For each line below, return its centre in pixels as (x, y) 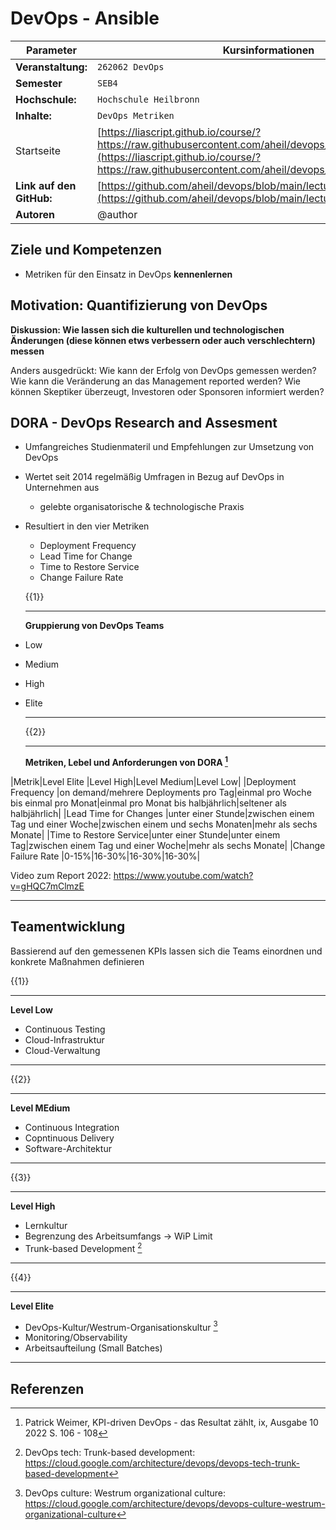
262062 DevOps (131, 66)
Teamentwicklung (68, 927)
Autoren (35, 214)
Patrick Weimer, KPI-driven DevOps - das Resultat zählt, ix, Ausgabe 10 (171, 1422)
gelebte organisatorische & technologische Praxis (142, 507)
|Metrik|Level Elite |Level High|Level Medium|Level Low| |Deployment (153, 782)
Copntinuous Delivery (69, 1138)
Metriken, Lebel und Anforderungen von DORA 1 (126, 762)
